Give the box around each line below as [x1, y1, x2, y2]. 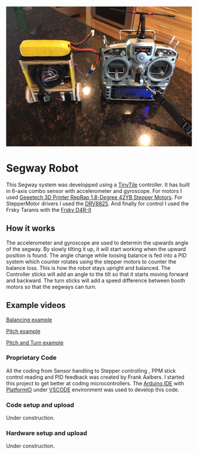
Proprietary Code [6, 353, 57, 362]
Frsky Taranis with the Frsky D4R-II [6, 206, 91, 213]
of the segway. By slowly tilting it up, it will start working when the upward [6, 245, 186, 252]
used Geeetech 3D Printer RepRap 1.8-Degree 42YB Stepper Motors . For [6, 194, 183, 201]
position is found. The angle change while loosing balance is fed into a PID [6, 252, 187, 259]
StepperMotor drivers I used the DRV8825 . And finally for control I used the [6, 199, 189, 207]
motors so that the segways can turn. [6, 283, 97, 290]
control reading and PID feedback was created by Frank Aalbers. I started [6, 373, 184, 381]
